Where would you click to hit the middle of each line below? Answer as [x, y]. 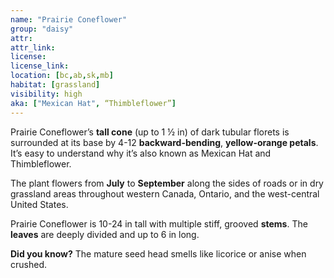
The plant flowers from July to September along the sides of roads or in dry [167, 183]
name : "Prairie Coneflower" [69, 19]
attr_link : [33, 47]
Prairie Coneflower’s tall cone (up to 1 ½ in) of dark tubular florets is [150, 132]
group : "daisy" [42, 29]
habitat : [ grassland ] [55, 85]
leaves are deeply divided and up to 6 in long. [105, 234]
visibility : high [46, 94]
